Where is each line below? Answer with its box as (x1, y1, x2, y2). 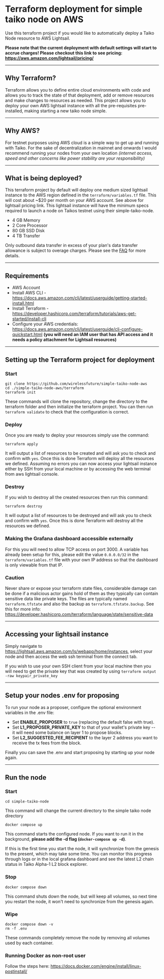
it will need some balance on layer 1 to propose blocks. (12, 729, 123, 735)
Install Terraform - (12, 305, 49, 312)
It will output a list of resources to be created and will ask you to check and (5, 450, 156, 456)
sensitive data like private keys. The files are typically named (5, 596, 127, 602)
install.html (12, 300, 34, 306)
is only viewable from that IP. (5, 562, 63, 568)
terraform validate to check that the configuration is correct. (5, 409, 129, 415)
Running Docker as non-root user (5, 952, 86, 959)
